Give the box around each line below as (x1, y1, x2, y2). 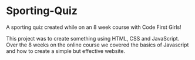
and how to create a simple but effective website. (6, 47, 125, 54)
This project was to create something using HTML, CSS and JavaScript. (6, 35, 180, 42)
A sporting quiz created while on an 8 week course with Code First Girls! (6, 24, 181, 31)
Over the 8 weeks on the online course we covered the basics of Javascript (6, 41, 189, 48)
